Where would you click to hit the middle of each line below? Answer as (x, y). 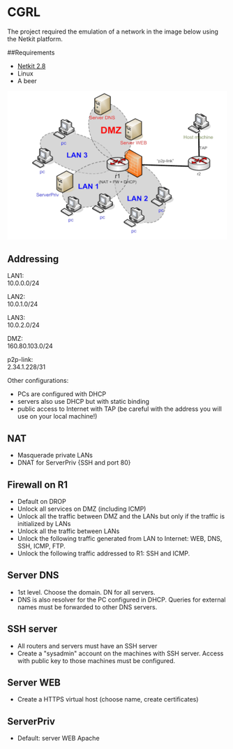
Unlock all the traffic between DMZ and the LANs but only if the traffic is (121, 516)
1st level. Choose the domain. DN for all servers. (86, 592)
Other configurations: (38, 381)
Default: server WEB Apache (58, 739)
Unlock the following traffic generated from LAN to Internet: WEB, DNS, (120, 538)
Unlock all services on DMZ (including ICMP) (82, 509)
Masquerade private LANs (55, 456)
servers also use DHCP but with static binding (83, 402)
